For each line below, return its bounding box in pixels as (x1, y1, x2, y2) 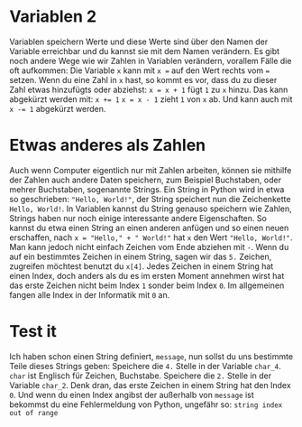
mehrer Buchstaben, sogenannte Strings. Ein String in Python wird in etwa (9, 183, 285, 195)
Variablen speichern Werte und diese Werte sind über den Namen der (9, 36, 269, 47)
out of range (9, 408, 59, 417)
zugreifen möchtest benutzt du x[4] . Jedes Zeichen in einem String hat (9, 260, 274, 272)
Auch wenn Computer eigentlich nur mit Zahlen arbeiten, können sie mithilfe (9, 164, 292, 175)
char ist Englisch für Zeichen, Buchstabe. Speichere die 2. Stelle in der (9, 370, 272, 381)
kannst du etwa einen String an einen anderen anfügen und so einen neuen (9, 222, 289, 233)
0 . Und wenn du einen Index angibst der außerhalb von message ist (9, 389, 254, 400)
